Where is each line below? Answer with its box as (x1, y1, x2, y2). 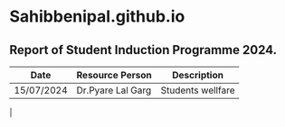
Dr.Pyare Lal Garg (76, 84, 152, 96)
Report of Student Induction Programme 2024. (9, 42, 278, 58)
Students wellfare (160, 84, 235, 96)
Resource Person (76, 69, 152, 81)
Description (171, 69, 224, 81)
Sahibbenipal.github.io (9, 6, 185, 27)
